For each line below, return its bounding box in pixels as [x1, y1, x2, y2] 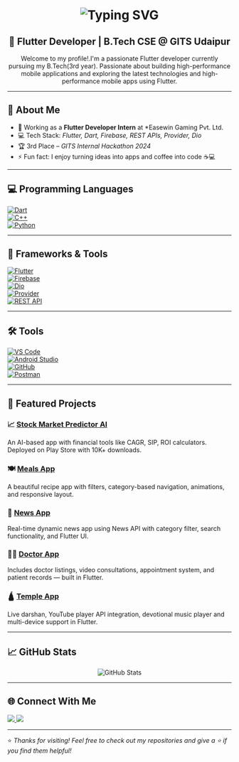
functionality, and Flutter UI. [7, 532, 89, 540]
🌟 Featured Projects [7, 397, 97, 409]
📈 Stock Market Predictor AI [7, 419, 108, 429]
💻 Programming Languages [7, 183, 134, 195]
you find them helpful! [7, 746, 72, 755]
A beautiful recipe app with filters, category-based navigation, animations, [7, 483, 225, 491]
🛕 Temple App [7, 591, 59, 601]
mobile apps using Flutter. [101, 77, 178, 85]
